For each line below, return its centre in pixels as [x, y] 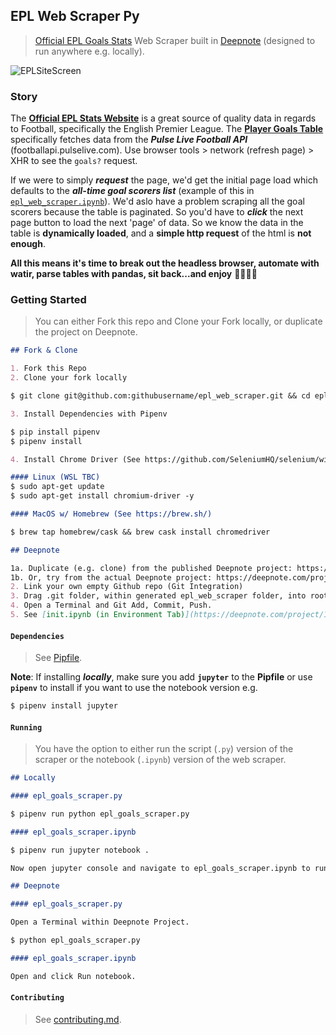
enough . [28, 244]
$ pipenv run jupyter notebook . [80, 850]
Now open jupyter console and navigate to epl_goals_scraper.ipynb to [160, 868]
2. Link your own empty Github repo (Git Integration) [127, 587]
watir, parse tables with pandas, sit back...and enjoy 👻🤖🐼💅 [134, 274]
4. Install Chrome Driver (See [75, 459]
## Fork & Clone [44, 350]
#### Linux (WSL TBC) [55, 477]
